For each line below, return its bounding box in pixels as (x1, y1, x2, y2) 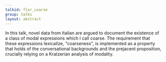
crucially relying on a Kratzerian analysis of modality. (5, 51, 114, 57)
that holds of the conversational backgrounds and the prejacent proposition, (5, 46, 162, 52)
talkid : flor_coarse (5, 7, 48, 12)
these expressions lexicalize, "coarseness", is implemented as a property (5, 41, 156, 47)
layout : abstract (5, 16, 41, 21)
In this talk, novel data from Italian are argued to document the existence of (5, 30, 160, 36)
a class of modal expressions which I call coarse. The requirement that (5, 35, 151, 41)
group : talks (5, 12, 32, 17)
